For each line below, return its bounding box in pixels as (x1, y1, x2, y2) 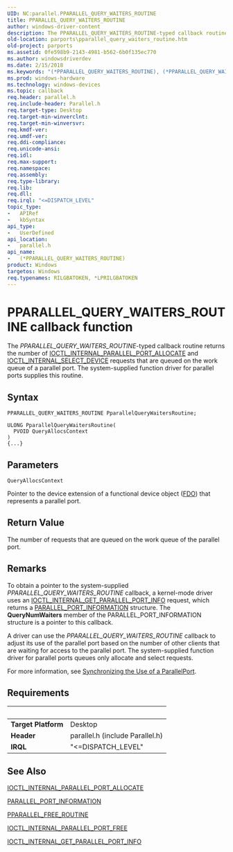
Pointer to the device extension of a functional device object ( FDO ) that (7, 489, 211, 498)
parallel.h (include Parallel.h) (70, 731, 163, 740)
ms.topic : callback (7, 87, 64, 94)
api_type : (7, 223, 36, 229)
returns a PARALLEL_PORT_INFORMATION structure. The (7, 603, 171, 611)
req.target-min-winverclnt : (7, 113, 89, 120)
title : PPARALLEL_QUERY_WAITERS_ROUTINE (7, 17, 126, 24)
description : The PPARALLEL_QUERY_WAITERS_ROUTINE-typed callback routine (7, 29, 228, 37)
